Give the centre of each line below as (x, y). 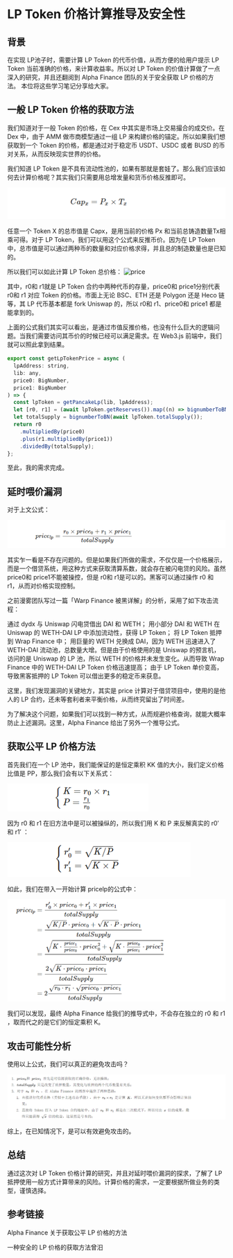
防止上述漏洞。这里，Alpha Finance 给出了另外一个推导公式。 (95, 722)
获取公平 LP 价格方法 (51, 747)
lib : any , (27, 373)
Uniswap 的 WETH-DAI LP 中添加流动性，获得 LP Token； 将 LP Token (107, 632)
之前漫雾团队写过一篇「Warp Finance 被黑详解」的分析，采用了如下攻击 (110, 600)
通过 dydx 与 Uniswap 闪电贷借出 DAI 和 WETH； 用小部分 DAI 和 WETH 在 (114, 624)
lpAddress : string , (42, 366)
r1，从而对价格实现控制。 (43, 586)
